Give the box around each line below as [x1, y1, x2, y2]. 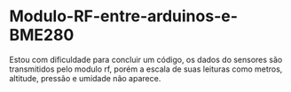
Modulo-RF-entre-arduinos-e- [9, 6, 238, 27]
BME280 [9, 25, 75, 45]
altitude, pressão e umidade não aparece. [9, 73, 161, 83]
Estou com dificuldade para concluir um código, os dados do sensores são [9, 54, 283, 65]
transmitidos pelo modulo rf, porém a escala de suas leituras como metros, [9, 64, 283, 74]
